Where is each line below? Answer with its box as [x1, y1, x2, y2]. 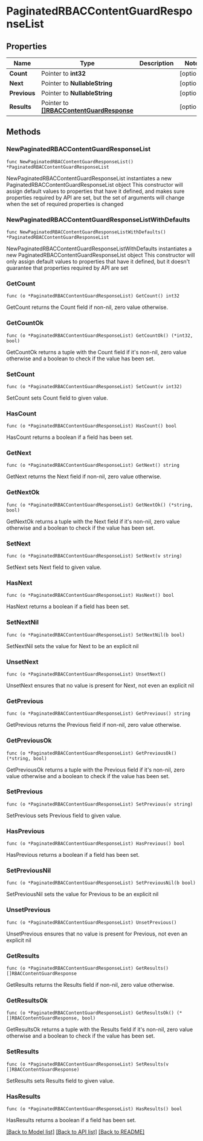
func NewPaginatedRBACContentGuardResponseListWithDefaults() [6, 229, 166, 235]
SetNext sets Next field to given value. [6, 564, 101, 571]
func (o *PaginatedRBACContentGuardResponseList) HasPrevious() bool [6, 840, 185, 847]
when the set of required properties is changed [6, 200, 124, 207]
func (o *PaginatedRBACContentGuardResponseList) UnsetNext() [6, 671, 166, 677]
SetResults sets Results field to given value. [6, 1077, 115, 1084]
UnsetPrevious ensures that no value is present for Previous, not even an [6, 930, 188, 937]
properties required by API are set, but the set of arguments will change [6, 193, 185, 201]
